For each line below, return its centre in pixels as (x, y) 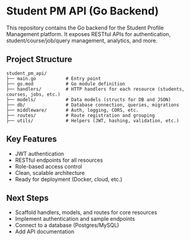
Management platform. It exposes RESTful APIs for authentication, (88, 34)
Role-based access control (49, 166)
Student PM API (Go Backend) (83, 11)
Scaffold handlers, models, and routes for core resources (86, 212)
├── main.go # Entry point (54, 78)
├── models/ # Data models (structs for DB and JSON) (89, 100)
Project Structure (39, 59)
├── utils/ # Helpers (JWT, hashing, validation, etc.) (93, 121)
